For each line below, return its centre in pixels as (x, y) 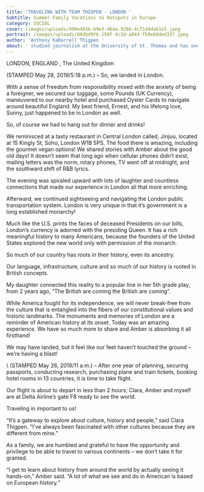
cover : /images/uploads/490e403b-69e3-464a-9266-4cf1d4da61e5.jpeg (93, 29)
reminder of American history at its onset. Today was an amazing (88, 322)
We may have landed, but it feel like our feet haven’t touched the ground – (99, 347)
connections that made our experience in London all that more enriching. (97, 187)
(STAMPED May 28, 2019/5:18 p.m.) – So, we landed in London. (85, 75)
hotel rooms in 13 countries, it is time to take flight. (69, 378)
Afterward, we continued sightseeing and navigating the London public (95, 199)
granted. (17, 458)
